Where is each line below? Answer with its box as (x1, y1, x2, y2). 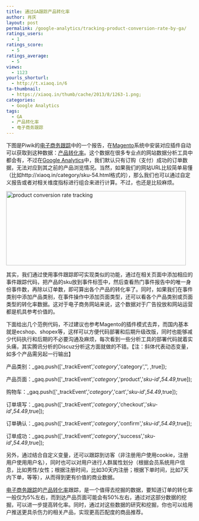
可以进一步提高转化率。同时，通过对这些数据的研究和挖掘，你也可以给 (16, 501, 188, 508)
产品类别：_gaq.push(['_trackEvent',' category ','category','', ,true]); (6, 363, 167, 370)
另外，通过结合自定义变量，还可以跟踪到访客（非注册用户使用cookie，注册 (6, 451, 189, 458)
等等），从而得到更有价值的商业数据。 (26, 473, 118, 481)
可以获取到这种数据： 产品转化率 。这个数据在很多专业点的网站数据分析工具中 (6, 149, 193, 156)
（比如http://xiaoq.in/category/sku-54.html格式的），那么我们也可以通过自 (6, 172, 185, 178)
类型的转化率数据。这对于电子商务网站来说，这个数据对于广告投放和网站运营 (6, 301, 193, 308)
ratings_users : (6, 31, 44, 37)
